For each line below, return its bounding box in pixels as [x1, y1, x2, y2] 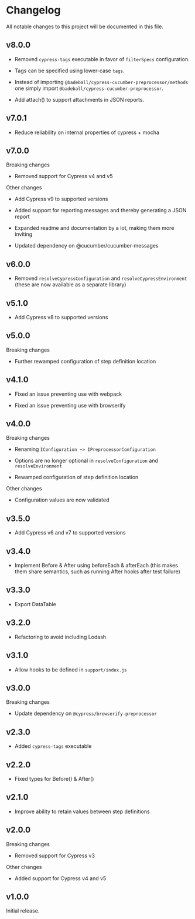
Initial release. [6, 907, 40, 914]
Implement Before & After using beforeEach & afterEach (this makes [14, 562, 179, 569]
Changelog [6, 4, 61, 17]
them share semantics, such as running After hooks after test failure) [14, 568, 180, 575]
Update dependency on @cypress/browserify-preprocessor [14, 710, 157, 717]
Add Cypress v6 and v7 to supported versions [14, 529, 126, 536]
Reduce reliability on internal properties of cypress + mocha [14, 129, 160, 136]
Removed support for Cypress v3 [14, 852, 95, 859]
